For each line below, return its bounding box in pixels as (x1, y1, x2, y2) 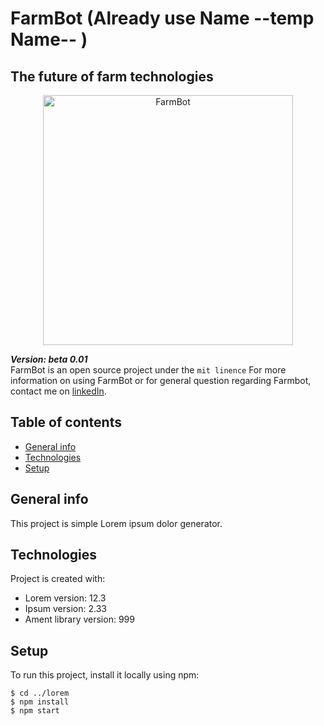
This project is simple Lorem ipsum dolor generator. (10, 517, 223, 529)
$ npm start (10, 706, 60, 716)
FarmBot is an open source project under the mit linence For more (10, 364, 287, 376)
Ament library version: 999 (24, 613, 135, 626)
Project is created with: (10, 573, 106, 585)
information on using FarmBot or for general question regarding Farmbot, (10, 375, 312, 386)
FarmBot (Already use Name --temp (10, 7, 315, 30)
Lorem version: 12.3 (24, 592, 107, 604)
